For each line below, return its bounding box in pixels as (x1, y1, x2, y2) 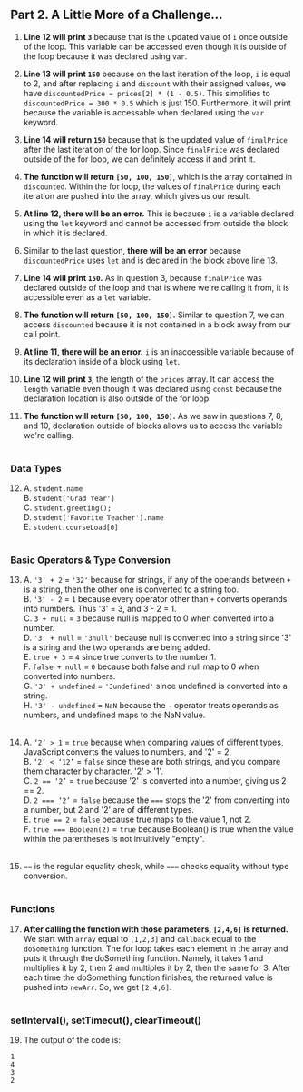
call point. (23, 328, 61, 339)
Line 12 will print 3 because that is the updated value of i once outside (23, 31, 288, 42)
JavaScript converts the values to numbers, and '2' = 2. (23, 746, 232, 757)
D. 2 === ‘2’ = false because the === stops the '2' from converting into (23, 795, 291, 806)
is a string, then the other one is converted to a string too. (23, 584, 239, 595)
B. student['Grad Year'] (23, 493, 116, 504)
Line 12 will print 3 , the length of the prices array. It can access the (23, 373, 275, 385)
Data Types (10, 462, 62, 475)
